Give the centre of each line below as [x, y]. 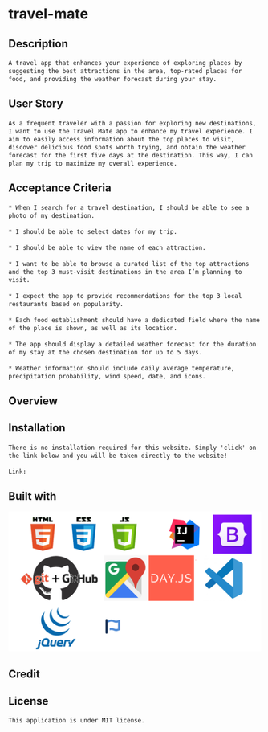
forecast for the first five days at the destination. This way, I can [130, 155]
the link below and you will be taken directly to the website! [118, 456]
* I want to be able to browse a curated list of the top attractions [129, 264]
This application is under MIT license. [77, 721]
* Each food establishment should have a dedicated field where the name [134, 320]
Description [38, 44]
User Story [36, 104]
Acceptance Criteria [60, 188]
